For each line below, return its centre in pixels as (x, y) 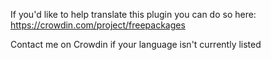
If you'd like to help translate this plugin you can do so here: (133, 14)
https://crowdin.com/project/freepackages (98, 25)
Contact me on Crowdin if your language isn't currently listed (136, 44)
